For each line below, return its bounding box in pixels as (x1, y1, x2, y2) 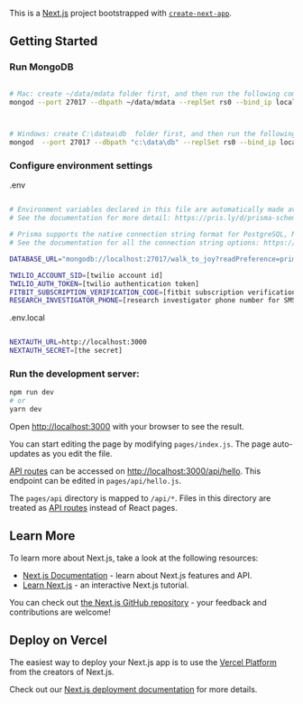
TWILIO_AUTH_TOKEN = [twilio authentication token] (9, 279, 200, 288)
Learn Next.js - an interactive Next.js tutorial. (22, 579, 189, 590)
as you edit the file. (41, 449, 113, 459)
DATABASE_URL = (9, 255, 63, 264)
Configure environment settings (9, 160, 153, 172)
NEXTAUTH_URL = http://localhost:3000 (9, 338, 147, 347)
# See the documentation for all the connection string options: (9, 238, 260, 247)
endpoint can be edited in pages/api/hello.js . (9, 476, 182, 486)
